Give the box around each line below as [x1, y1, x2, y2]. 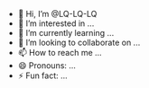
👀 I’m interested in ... [17, 18, 95, 29]
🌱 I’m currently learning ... [17, 28, 115, 38]
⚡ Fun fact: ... [17, 70, 68, 81]
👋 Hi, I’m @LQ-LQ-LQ [17, 9, 98, 19]
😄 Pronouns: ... [17, 60, 77, 71]
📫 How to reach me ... [17, 48, 102, 57]
